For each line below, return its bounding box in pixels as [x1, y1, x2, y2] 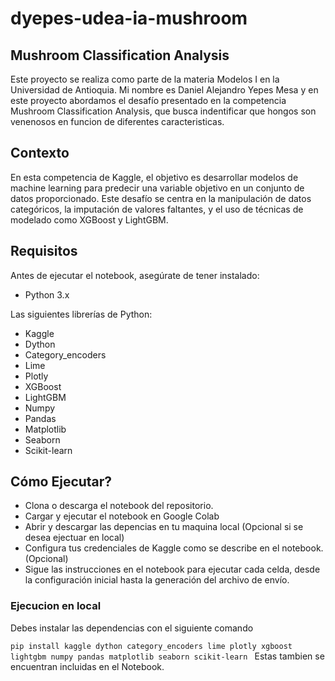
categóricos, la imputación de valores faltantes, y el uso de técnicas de [10, 203, 304, 215]
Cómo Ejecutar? [10, 473, 113, 491]
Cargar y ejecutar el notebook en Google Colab [24, 510, 220, 522]
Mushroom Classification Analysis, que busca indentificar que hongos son [10, 105, 317, 117]
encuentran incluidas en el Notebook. [10, 660, 165, 672]
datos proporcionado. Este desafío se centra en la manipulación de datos [10, 192, 312, 204]
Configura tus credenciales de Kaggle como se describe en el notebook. [24, 542, 324, 554]
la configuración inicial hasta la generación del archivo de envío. [24, 574, 290, 586]
